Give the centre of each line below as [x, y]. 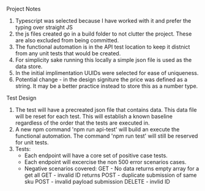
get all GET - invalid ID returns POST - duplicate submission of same [110, 175]
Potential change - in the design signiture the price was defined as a [101, 80]
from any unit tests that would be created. [68, 53]
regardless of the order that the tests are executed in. [82, 123]
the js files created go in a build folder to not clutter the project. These [103, 34]
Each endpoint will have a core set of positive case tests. [96, 155]
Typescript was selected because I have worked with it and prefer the [103, 21]
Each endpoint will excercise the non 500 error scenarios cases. [105, 162]
